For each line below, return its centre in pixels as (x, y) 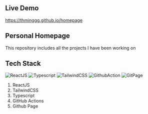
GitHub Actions (28, 101)
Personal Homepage (37, 36)
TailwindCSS (25, 90)
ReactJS (21, 85)
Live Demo (22, 8)
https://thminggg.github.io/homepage (44, 20)
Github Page (25, 106)
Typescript (23, 96)
